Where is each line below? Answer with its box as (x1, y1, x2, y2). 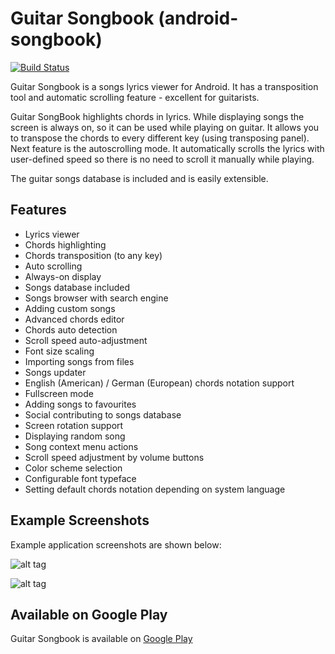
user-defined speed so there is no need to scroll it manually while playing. (10, 153, 315, 165)
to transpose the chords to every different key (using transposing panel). (10, 132, 310, 144)
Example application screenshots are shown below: (10, 538, 222, 551)
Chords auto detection (24, 323, 118, 336)
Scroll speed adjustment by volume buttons (24, 451, 205, 463)
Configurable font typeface (24, 472, 137, 484)
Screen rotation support (24, 419, 124, 431)
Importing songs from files (24, 355, 135, 367)
